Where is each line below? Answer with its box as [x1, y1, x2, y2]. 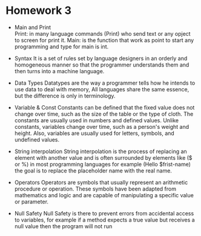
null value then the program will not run [14, 222, 113, 230]
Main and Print [14, 24, 51, 31]
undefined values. [14, 136, 60, 143]
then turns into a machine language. [14, 67, 105, 74]
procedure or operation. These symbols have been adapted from [14, 185, 177, 192]
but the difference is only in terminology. [14, 92, 116, 99]
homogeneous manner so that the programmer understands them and [14, 61, 189, 68]
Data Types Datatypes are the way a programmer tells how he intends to [14, 79, 196, 87]
